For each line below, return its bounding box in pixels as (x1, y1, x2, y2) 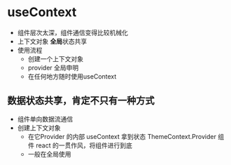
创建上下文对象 (17, 124, 61, 132)
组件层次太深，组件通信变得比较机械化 (17, 28, 128, 37)
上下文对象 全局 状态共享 (17, 37, 87, 46)
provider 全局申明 (27, 63, 79, 72)
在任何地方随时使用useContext (27, 72, 117, 81)
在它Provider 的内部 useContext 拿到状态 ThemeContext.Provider (27, 132, 217, 140)
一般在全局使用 (27, 150, 71, 158)
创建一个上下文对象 (27, 54, 84, 63)
